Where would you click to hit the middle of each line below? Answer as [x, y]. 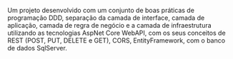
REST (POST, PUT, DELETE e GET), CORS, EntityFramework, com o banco [116, 41]
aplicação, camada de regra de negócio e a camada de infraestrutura [110, 25]
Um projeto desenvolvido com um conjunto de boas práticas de [101, 10]
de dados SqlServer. [38, 48]
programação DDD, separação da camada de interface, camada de [106, 18]
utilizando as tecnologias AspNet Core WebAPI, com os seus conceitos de [117, 33]
